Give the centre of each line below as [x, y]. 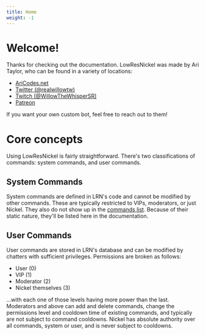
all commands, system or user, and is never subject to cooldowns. [90, 326]
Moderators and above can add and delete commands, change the [90, 306]
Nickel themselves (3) [43, 288]
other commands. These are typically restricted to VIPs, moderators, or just [101, 203]
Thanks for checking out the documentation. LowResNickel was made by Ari [103, 65]
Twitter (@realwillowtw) [45, 90]
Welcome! [33, 48]
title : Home [21, 12]
